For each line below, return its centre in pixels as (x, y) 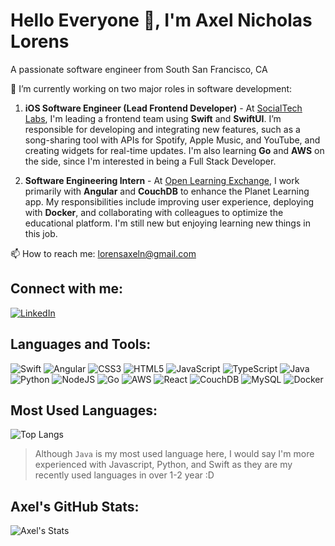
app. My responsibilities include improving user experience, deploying (169, 201)
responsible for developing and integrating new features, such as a (162, 129)
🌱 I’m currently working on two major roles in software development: (151, 88)
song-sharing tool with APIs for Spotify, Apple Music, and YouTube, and (172, 140)
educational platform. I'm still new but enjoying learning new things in (167, 223)
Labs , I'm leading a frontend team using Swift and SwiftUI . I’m (153, 118)
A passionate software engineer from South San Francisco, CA (139, 69)
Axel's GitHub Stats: (75, 506)
